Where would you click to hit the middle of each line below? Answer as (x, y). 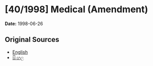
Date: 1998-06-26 (24, 24)
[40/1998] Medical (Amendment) (76, 9)
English (20, 52)
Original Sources (32, 40)
